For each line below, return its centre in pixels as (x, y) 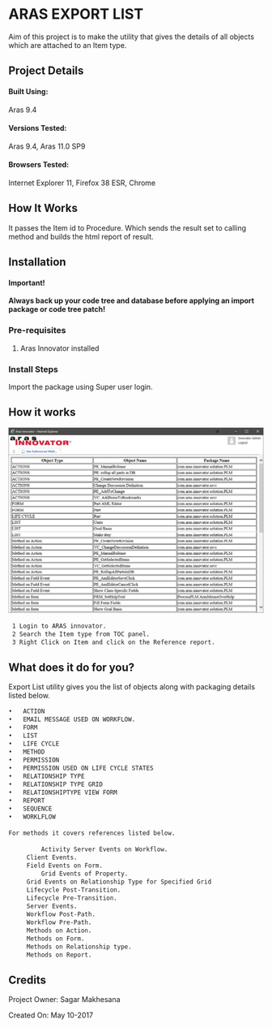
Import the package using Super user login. (81, 387)
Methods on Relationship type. (79, 947)
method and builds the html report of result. (81, 236)
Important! (27, 283)
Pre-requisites (37, 330)
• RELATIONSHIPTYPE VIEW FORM (63, 793)
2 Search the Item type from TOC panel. (81, 634)
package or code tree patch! (57, 309)
